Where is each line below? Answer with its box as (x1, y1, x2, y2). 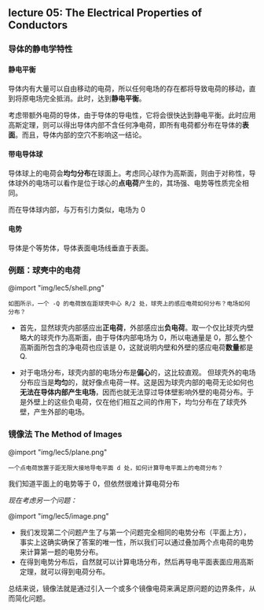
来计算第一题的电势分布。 (19, 547, 103, 556)
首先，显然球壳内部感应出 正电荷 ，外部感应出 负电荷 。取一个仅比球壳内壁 (19, 323, 254, 333)
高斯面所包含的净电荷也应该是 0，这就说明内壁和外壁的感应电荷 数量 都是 (19, 342, 254, 353)
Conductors (8, 19, 68, 32)
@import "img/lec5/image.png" (8, 511, 110, 520)
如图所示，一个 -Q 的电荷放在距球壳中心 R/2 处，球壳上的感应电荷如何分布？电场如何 (8, 300, 251, 308)
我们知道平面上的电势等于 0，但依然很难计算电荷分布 (8, 479, 180, 488)
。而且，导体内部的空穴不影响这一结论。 (15, 130, 146, 139)
